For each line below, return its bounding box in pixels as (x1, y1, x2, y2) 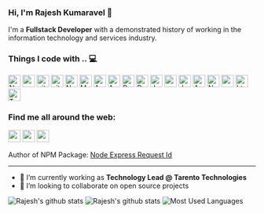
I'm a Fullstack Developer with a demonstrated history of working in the (8, 25, 242, 35)
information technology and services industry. (8, 33, 157, 42)
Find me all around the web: (8, 112, 116, 123)
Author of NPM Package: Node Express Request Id (8, 149, 173, 160)
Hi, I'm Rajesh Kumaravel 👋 (8, 7, 112, 18)
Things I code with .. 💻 (8, 53, 97, 64)
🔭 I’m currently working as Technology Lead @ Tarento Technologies (19, 172, 247, 182)
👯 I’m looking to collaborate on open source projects (19, 181, 189, 190)
